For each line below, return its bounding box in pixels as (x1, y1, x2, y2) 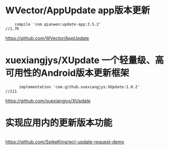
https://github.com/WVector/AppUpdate (5, 35, 90, 41)
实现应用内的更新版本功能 (5, 117, 113, 129)
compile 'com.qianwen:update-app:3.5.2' (14, 21, 101, 27)
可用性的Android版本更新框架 (5, 67, 130, 79)
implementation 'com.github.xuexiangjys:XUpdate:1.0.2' (18, 84, 140, 89)
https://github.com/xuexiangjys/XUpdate (5, 98, 91, 104)
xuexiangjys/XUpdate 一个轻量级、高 (5, 54, 164, 66)
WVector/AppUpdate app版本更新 (5, 5, 150, 16)
